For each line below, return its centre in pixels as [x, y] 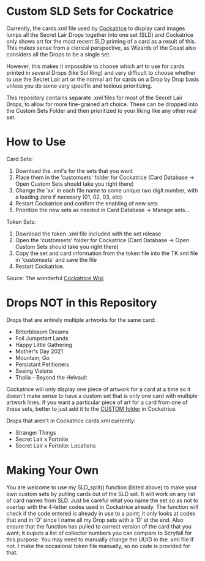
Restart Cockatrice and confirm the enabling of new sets [86, 203]
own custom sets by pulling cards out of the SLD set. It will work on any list [101, 494]
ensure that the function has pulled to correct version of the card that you [99, 526]
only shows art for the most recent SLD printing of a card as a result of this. [101, 41]
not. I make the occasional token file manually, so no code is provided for [99, 546]
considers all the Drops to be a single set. [59, 54]
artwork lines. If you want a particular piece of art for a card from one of [97, 402]
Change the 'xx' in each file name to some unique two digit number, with [106, 190]
